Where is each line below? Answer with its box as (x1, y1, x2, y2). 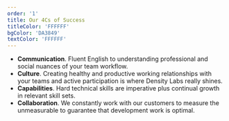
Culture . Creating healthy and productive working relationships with (17, 70, 212, 78)
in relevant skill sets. (17, 91, 76, 100)
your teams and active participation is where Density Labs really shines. (17, 77, 223, 85)
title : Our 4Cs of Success (7, 17, 85, 24)
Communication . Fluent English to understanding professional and (17, 55, 208, 63)
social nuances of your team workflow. (17, 62, 128, 71)
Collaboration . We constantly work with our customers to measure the (17, 99, 220, 107)
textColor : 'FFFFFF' (7, 36, 67, 43)
